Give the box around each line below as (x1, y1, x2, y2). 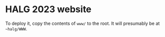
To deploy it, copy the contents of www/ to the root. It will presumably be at (5, 20, 160, 26)
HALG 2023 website (5, 4, 92, 15)
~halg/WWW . (5, 25, 27, 31)
